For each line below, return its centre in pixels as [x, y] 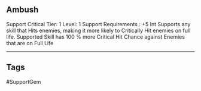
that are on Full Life [30, 43]
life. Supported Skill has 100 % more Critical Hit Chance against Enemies [96, 37]
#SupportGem [24, 81]
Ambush [22, 10]
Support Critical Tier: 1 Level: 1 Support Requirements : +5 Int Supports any [98, 24]
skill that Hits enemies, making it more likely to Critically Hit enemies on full [98, 30]
